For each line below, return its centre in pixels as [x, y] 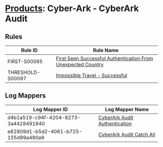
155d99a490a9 [26, 137]
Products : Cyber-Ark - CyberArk [72, 8]
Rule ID [29, 50]
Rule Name [106, 50]
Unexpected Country [80, 65]
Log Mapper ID [50, 109]
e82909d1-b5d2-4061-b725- [45, 131]
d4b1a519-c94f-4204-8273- [44, 117]
